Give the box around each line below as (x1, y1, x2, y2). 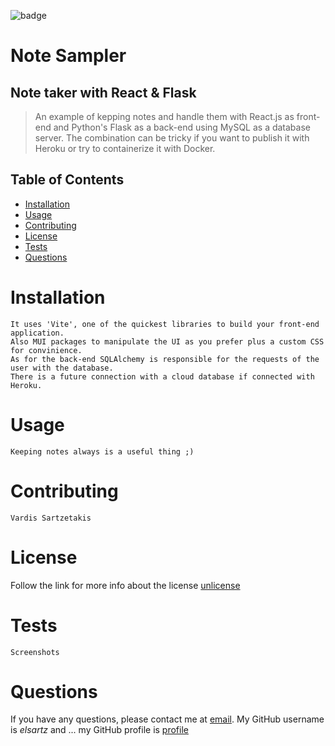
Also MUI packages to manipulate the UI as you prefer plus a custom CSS (10, 336, 325, 347)
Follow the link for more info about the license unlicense (10, 579, 241, 591)
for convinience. (10, 345, 83, 355)
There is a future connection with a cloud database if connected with (10, 371, 315, 382)
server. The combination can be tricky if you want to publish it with (34, 132, 310, 144)
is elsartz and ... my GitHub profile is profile (10, 724, 189, 736)
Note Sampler (10, 45, 127, 67)
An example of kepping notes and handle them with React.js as (34, 111, 295, 122)
